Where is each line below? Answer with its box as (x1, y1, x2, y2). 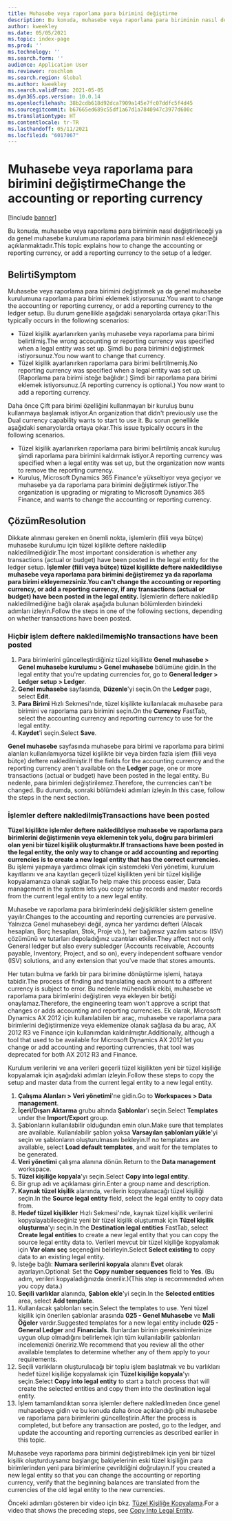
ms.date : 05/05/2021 (8, 29, 67, 37)
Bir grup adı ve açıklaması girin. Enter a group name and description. (17, 1179, 211, 1188)
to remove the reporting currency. (17, 466, 114, 474)
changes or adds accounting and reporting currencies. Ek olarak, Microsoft (8, 1006, 221, 1015)
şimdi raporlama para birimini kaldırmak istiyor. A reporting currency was (17, 452, 223, 459)
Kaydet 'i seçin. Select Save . (17, 729, 97, 737)
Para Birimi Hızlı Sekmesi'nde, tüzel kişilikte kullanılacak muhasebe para (17, 700, 223, 708)
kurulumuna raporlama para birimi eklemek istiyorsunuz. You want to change (8, 294, 224, 302)
